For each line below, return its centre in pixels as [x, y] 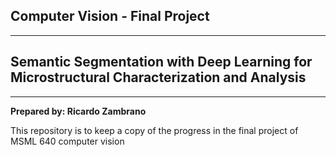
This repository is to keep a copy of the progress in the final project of [154, 130]
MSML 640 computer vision [67, 141]
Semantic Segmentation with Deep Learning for [161, 62]
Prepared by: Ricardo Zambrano [78, 111]
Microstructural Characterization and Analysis [158, 77]
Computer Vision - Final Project [110, 16]
